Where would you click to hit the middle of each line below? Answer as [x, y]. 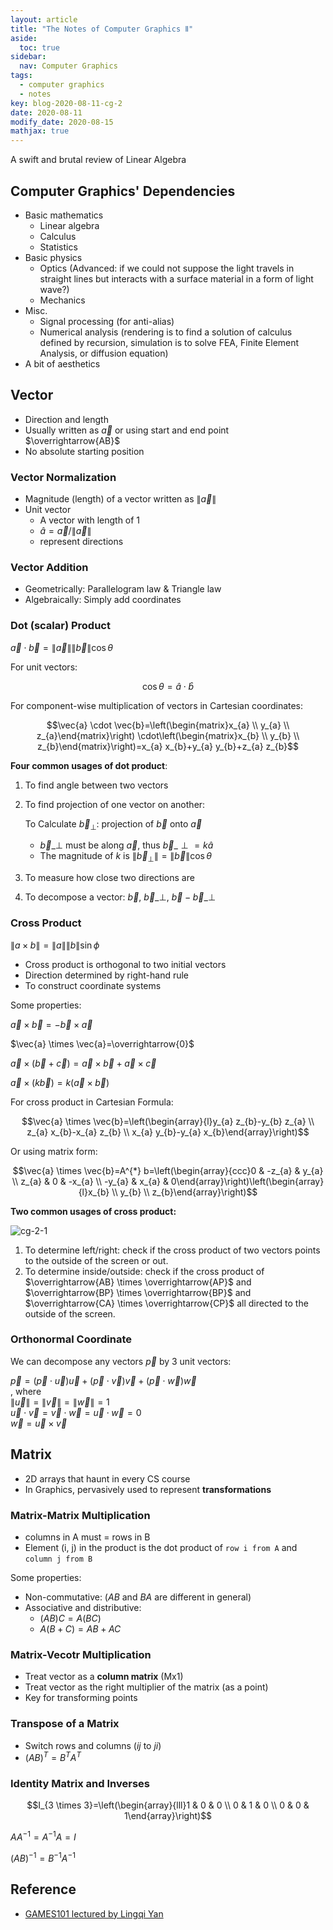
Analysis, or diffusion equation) [104, 353]
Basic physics [53, 257]
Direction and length [66, 419]
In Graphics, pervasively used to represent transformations [148, 1489]
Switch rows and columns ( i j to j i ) [93, 1745]
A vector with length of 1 [90, 520]
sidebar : [28, 57]
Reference [43, 1889]
